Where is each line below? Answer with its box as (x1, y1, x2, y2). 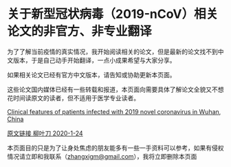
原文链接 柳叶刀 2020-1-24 (7, 129, 84, 137)
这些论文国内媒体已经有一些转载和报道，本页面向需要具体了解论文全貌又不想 (7, 85, 224, 93)
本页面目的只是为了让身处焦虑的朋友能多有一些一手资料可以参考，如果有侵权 (7, 144, 224, 152)
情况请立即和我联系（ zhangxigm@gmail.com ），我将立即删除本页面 (7, 152, 197, 160)
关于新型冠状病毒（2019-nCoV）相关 (7, 6, 219, 22)
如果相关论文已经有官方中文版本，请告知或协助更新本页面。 (7, 70, 176, 79)
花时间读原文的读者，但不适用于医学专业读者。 (7, 93, 140, 102)
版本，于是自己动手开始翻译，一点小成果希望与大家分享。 (12, 56, 176, 64)
